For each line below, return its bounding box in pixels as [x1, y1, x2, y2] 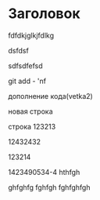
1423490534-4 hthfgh [8, 167, 80, 176]
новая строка [8, 107, 53, 116]
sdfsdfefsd [8, 60, 43, 71]
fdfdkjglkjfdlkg [8, 31, 55, 40]
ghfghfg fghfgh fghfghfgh [8, 182, 91, 192]
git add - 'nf [8, 76, 47, 85]
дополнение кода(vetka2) [8, 91, 94, 100]
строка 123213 [8, 122, 56, 131]
